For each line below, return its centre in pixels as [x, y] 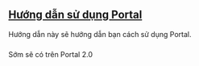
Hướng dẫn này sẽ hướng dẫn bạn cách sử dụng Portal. [100, 34]
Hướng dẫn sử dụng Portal [75, 15]
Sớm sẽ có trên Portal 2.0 [50, 54]
